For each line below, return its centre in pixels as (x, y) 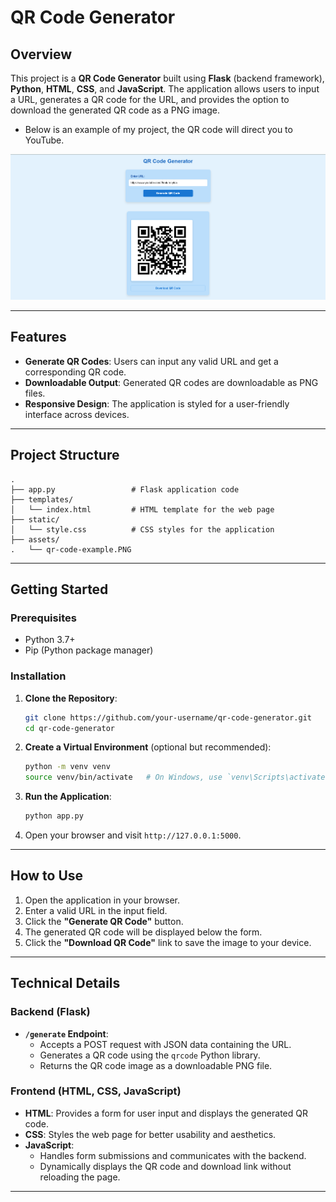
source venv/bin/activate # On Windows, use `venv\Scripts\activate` (177, 777)
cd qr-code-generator (69, 728)
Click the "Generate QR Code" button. (104, 921)
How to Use (47, 876)
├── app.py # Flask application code (125, 489)
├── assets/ (35, 539)
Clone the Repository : (71, 698)
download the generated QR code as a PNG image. (115, 110)
